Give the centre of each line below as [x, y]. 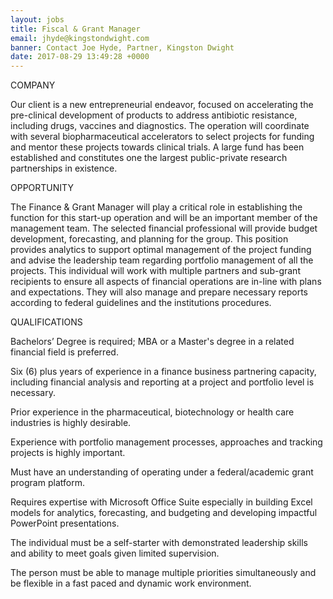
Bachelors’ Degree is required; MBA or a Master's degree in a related [152, 342]
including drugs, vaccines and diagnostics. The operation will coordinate [160, 126]
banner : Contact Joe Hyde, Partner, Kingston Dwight [122, 47]
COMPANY [33, 85]
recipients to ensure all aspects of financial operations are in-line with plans [166, 282]
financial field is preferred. [64, 352]
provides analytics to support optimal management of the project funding [161, 250]
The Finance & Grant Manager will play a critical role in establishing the [156, 207]
